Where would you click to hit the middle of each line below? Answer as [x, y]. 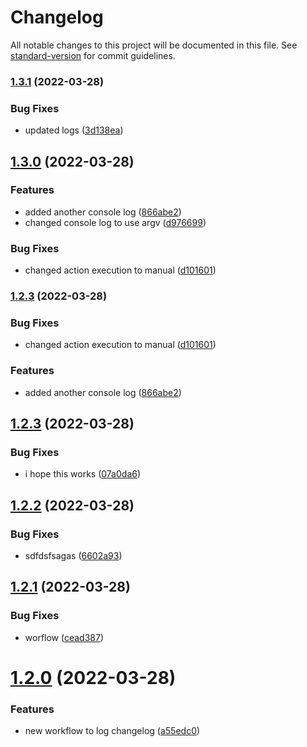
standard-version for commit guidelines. [93, 55]
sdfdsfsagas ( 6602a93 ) [73, 556]
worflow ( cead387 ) [64, 637]
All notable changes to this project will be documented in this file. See [154, 45]
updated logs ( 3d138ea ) [74, 130]
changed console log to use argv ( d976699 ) [115, 222]
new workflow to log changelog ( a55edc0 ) [112, 731]
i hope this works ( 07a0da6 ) [83, 474]
